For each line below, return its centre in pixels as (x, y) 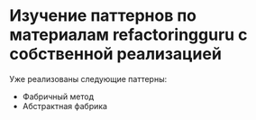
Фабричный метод (58, 97)
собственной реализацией (116, 54)
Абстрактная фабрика (65, 106)
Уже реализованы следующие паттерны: (88, 78)
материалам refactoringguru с (128, 35)
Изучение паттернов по (103, 16)
